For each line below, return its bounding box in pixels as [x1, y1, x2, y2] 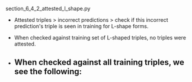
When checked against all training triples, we [14, 57, 184, 67]
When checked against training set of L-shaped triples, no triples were [14, 34, 187, 41]
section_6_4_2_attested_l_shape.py [5, 5, 91, 12]
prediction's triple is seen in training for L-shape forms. [14, 23, 149, 29]
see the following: [14, 67, 82, 77]
